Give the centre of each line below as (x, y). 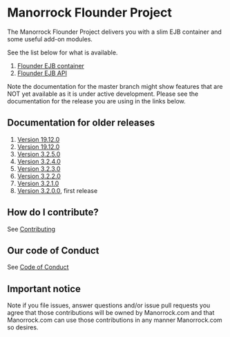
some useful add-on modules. (50, 39)
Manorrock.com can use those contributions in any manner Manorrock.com (115, 320)
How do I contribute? (53, 213)
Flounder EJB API (42, 73)
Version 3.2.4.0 (39, 161)
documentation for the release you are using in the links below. (96, 101)
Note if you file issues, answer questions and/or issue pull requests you (109, 305)
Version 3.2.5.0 (39, 154)
